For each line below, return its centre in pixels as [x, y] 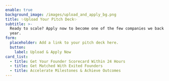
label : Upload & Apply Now [43, 52]
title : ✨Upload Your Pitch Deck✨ [41, 19]
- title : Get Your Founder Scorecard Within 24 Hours [68, 61]
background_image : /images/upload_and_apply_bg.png [61, 15]
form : [11, 38]
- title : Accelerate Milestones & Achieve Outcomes [66, 71]
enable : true [19, 10]
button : [18, 47]
